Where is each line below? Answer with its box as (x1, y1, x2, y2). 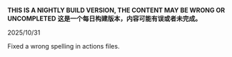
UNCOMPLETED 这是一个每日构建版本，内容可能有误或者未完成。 (7, 14, 202, 23)
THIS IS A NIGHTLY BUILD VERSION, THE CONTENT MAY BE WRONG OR (7, 6, 226, 14)
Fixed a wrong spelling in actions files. (7, 42, 120, 50)
